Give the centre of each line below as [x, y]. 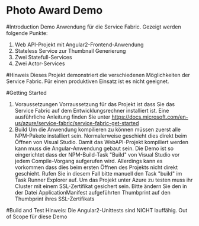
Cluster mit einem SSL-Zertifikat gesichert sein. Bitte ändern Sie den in [101, 186]
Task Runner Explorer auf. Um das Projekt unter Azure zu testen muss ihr [104, 180]
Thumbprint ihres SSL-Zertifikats [54, 199]
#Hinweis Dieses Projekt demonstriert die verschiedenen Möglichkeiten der [98, 75]
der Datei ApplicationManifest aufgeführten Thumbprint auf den [92, 192]
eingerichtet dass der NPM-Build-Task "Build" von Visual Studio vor [97, 154]
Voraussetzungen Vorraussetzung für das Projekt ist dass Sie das [95, 104]
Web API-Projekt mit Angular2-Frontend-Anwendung [79, 44]
